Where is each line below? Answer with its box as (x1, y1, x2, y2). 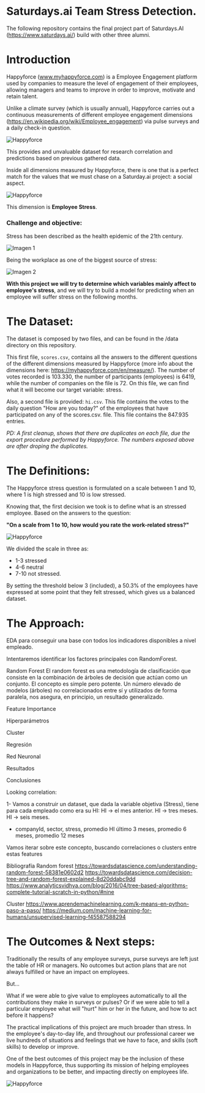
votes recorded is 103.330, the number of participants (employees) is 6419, (6, 373, 196, 380)
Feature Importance (6, 705, 56, 712)
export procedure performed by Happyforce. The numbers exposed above (6, 436, 195, 444)
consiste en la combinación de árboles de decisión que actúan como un (6, 673, 188, 681)
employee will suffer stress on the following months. (6, 293, 138, 300)
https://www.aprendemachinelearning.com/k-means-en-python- (26, 900, 190, 907)
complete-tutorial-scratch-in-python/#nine (6, 888, 114, 895)
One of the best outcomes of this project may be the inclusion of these (6, 1055, 185, 1062)
